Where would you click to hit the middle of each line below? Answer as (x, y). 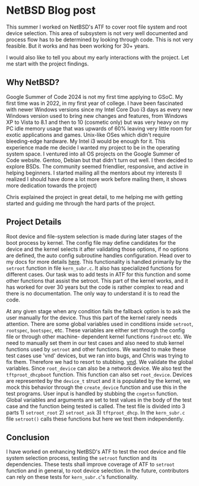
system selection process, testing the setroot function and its (82, 458)
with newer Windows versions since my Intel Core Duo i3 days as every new (99, 109)
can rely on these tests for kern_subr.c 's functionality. (72, 477)
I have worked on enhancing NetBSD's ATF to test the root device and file (96, 452)
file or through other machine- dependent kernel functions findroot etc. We (99, 337)
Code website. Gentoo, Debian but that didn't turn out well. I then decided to (99, 160)
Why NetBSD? (33, 82)
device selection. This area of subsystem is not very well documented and (97, 33)
